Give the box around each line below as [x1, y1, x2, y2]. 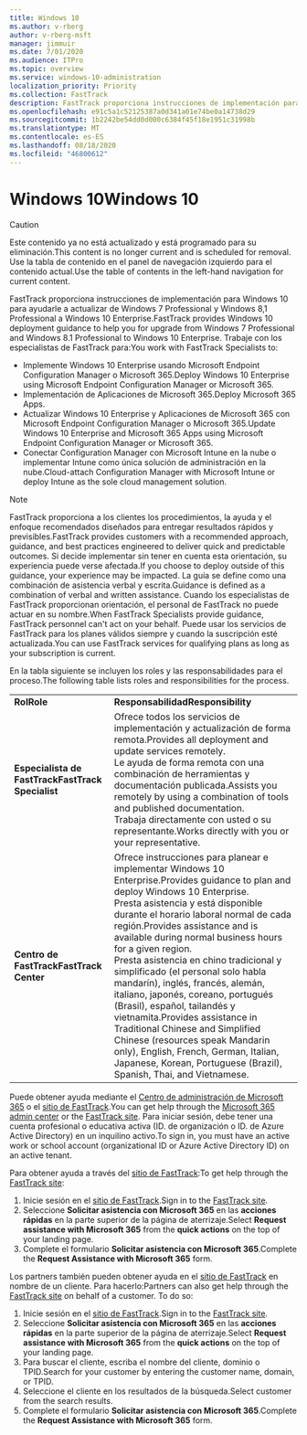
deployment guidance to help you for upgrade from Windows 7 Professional [9, 322, 295, 334]
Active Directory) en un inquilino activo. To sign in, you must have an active [9, 1130, 291, 1141]
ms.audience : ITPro [9, 56, 84, 65]
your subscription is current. [9, 647, 116, 658]
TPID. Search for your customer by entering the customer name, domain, [22, 1366, 295, 1377]
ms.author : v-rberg [9, 22, 84, 31]
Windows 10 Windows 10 [9, 188, 199, 209]
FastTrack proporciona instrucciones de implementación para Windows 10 [9, 293, 289, 304]
